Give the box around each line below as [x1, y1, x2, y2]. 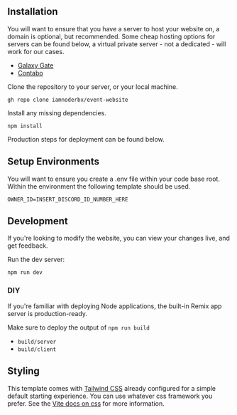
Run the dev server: [7, 256, 65, 264]
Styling [7, 365, 40, 377]
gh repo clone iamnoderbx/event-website [7, 96, 129, 103]
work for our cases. [7, 47, 65, 56]
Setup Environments [7, 156, 100, 168]
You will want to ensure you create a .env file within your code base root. [7, 174, 220, 183]
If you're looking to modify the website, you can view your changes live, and [7, 234, 231, 243]
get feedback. [7, 241, 48, 250]
